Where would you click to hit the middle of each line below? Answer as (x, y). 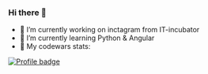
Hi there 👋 (28, 13)
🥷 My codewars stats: (55, 46)
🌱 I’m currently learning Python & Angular (87, 38)
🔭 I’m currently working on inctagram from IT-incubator (110, 30)
